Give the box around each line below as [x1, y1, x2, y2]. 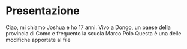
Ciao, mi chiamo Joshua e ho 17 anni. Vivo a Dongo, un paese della [5, 24, 171, 31]
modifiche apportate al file [5, 36, 71, 43]
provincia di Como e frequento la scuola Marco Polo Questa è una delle [5, 30, 182, 37]
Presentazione [5, 4, 80, 18]
